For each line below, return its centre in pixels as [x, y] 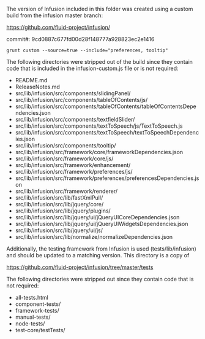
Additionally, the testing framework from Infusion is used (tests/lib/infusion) [102, 249]
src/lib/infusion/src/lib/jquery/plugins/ [63, 211]
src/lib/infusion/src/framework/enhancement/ [73, 165]
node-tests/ [30, 324]
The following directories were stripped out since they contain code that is [100, 279]
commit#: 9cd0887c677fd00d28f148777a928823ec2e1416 [80, 39]
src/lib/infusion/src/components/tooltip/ [65, 146]
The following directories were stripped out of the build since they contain [99, 62]
